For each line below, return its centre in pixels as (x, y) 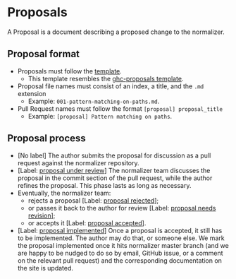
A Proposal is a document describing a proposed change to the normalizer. (116, 32)
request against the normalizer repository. (78, 162)
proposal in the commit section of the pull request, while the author (115, 178)
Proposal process (46, 138)
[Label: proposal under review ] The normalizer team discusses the (114, 170)
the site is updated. (45, 268)
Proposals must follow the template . (69, 71)
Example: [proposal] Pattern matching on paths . (100, 116)
